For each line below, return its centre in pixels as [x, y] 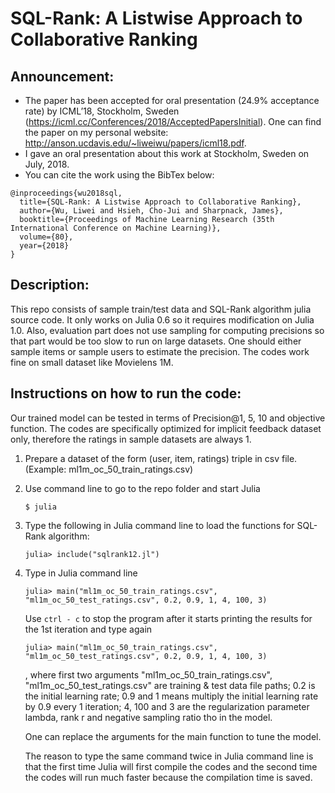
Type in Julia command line [81, 573]
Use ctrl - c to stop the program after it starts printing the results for [168, 618]
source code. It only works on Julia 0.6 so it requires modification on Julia [162, 319]
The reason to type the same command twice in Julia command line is [169, 756]
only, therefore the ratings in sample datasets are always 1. [131, 439]
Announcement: [62, 76]
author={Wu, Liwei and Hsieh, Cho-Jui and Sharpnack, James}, [151, 211]
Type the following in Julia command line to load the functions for [159, 525]
